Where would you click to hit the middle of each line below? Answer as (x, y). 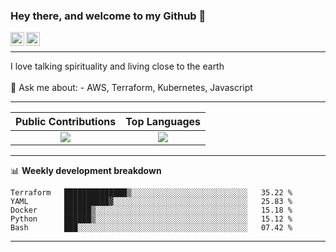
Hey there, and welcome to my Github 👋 (108, 16)
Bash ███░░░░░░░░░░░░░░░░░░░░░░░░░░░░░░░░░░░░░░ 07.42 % (151, 228)
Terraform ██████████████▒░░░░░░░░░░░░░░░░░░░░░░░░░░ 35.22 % (151, 193)
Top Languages (163, 122)
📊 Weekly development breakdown (86, 171)
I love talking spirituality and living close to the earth (117, 66)
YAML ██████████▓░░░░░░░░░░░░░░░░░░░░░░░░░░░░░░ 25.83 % (151, 202)
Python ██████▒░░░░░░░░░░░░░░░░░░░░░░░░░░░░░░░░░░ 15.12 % (151, 219)
